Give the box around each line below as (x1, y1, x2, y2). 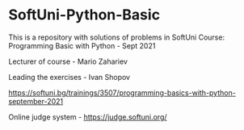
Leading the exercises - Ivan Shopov (8, 72, 131, 82)
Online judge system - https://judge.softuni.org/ (8, 111, 167, 122)
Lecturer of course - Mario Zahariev (8, 57, 128, 66)
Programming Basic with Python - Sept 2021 (8, 40, 156, 50)
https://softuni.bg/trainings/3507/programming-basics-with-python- (8, 87, 236, 98)
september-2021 (8, 96, 64, 106)
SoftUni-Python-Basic (8, 6, 160, 24)
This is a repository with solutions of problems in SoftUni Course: (8, 32, 225, 42)
